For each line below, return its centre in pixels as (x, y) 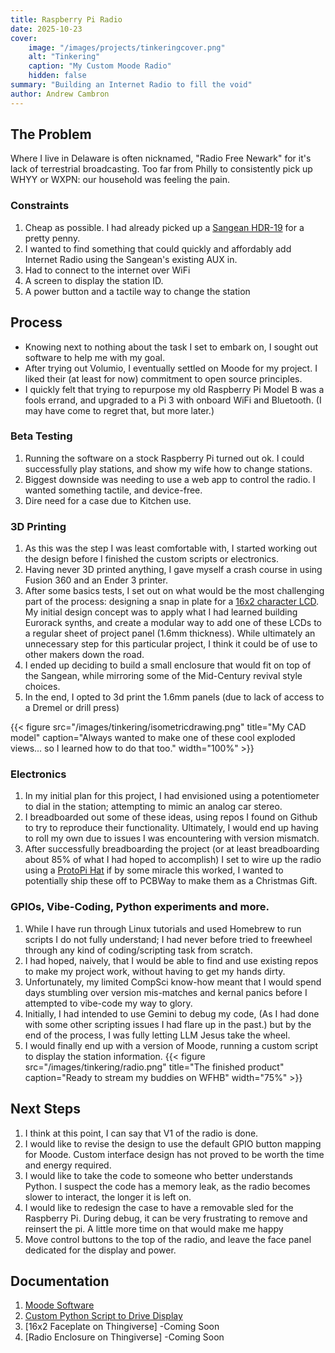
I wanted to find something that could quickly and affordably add (158, 248)
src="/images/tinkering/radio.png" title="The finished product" (154, 1067)
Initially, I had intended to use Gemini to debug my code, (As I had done (172, 1013)
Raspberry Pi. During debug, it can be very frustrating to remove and (166, 1218)
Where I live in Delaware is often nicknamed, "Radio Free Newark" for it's (161, 158)
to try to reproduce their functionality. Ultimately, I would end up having (171, 828)
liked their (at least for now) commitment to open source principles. (163, 378)
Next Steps (45, 1109)
